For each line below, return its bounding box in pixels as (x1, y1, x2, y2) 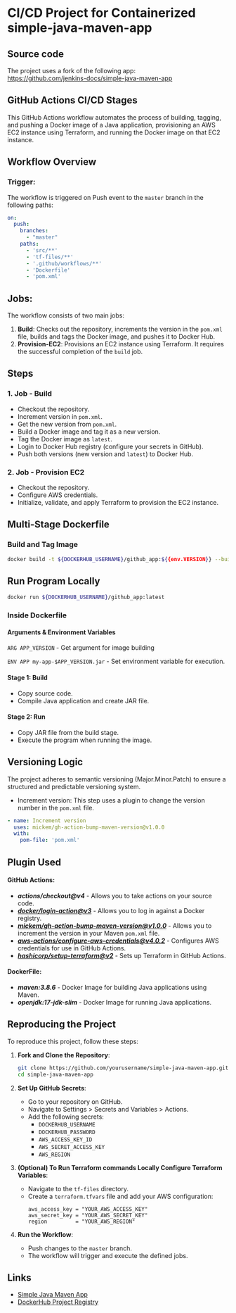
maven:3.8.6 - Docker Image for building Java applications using (17, 983, 207, 991)
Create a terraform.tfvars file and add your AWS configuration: (27, 1192, 214, 1200)
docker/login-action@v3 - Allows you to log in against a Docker (17, 906, 205, 915)
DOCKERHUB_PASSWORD (38, 1129, 96, 1136)
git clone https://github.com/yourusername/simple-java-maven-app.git (17, 1064, 229, 1072)
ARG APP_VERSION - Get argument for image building (7, 643, 155, 652)
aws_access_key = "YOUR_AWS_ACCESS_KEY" (27, 1205, 148, 1212)
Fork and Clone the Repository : (17, 1050, 110, 1059)
